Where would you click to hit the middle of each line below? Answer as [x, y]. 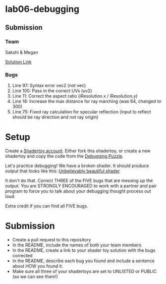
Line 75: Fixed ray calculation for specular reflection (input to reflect [82, 112]
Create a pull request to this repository [52, 240]
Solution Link [18, 62]
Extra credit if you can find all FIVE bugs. [47, 206]
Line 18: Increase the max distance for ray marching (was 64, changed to [87, 101]
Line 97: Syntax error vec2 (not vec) [49, 86]
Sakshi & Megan [22, 52]
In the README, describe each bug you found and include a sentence [83, 261]
